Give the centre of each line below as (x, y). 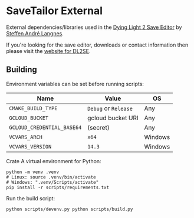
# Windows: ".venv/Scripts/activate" (52, 182)
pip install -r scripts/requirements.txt (58, 187)
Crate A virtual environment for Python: (54, 161)
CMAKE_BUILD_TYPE (33, 108)
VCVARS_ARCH (26, 137)
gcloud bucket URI (113, 118)
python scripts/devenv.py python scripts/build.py (70, 209)
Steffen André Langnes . (35, 33)
